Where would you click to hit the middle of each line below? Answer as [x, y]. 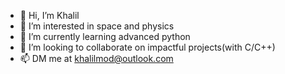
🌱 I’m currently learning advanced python [105, 36]
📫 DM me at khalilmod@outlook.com [96, 58]
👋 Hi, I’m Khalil [49, 15]
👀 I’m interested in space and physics [97, 26]
